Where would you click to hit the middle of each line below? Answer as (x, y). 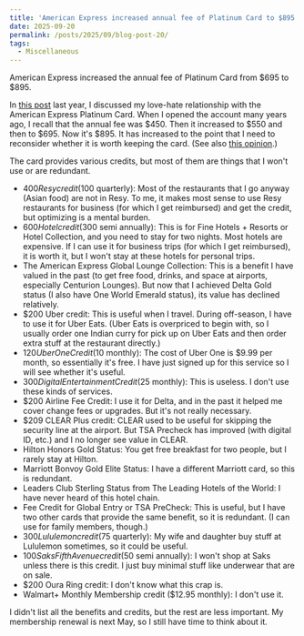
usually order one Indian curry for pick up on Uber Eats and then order (154, 334)
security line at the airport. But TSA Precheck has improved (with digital (157, 430)
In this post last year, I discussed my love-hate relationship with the (136, 105)
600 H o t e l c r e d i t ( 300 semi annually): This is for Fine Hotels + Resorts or (155, 227)
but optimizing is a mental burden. (86, 217)
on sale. (37, 575)
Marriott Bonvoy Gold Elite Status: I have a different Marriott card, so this (159, 469)
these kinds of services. (67, 391)
